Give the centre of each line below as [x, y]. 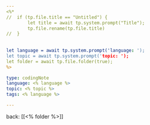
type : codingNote [28, 78]
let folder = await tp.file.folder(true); [60, 61]
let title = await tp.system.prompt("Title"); [86, 23]
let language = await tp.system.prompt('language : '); [76, 51]
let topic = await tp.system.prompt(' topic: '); [68, 56]
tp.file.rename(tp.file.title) [66, 28]
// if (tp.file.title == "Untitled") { [57, 17]
